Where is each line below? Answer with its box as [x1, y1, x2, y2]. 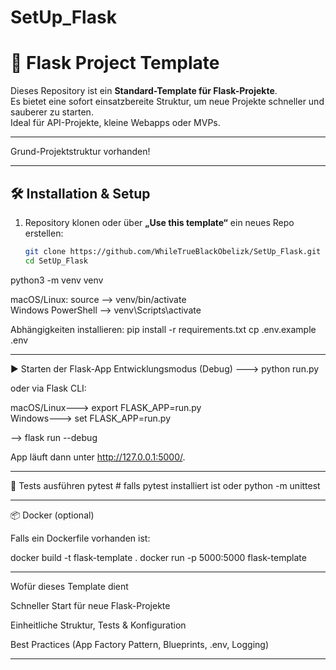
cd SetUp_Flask [24, 256, 89, 266]
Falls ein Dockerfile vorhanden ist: [10, 532, 151, 544]
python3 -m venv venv [10, 274, 104, 286]
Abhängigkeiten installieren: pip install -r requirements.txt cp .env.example [10, 323, 317, 335]
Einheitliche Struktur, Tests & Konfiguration [10, 619, 187, 631]
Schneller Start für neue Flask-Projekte [10, 599, 171, 611]
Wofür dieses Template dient [10, 580, 129, 592]
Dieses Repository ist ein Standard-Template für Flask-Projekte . [10, 85, 278, 97]
